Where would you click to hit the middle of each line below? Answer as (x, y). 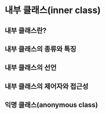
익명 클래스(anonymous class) (51, 105)
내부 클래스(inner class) (53, 10)
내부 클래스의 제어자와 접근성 (47, 86)
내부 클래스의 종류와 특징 (40, 49)
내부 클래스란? (26, 30)
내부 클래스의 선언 (31, 68)
